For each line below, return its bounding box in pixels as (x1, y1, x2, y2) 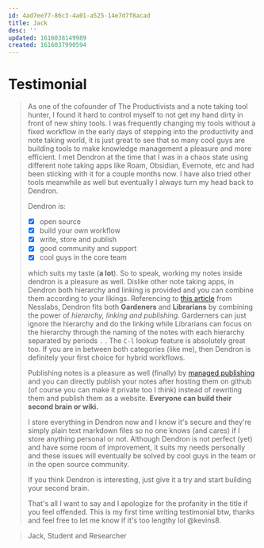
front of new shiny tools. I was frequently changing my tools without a (27, 118, 256, 128)
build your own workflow (39, 226, 121, 235)
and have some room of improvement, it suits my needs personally (27, 442, 246, 453)
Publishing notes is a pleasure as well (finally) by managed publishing (27, 369, 255, 378)
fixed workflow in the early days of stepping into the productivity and (27, 127, 254, 137)
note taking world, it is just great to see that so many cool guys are (27, 136, 246, 145)
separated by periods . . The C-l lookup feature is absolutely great (27, 336, 246, 345)
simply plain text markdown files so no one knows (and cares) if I (27, 426, 240, 435)
